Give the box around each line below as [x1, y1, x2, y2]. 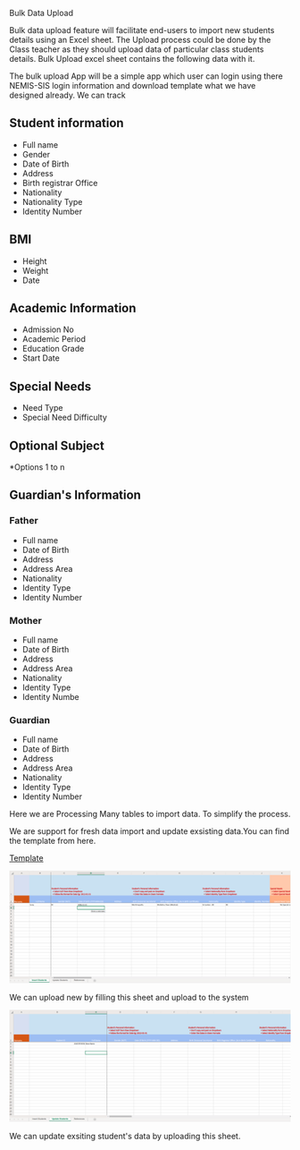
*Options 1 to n [9, 462, 65, 473]
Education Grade [21, 344, 85, 354]
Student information [9, 115, 124, 131]
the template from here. [9, 836, 96, 847]
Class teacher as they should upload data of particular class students [9, 44, 264, 55]
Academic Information [9, 301, 137, 316]
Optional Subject [9, 438, 104, 453]
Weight [21, 265, 49, 276]
